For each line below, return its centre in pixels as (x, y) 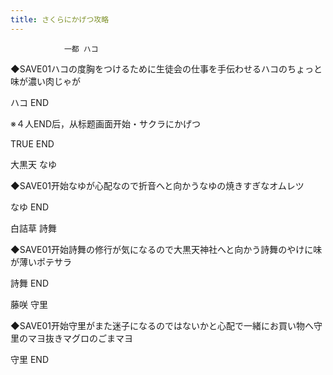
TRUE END (32, 143)
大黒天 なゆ (33, 164)
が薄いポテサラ (41, 262)
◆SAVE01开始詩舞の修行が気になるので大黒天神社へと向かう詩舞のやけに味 (166, 249)
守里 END (30, 359)
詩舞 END (30, 283)
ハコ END (30, 102)
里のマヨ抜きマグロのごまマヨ (71, 338)
